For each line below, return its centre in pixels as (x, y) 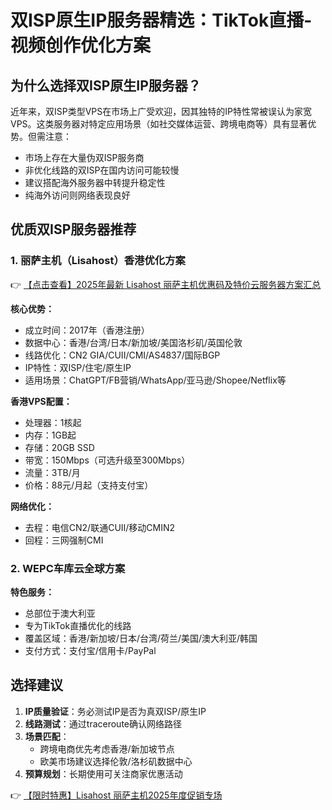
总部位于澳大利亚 (60, 613)
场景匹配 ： (47, 736)
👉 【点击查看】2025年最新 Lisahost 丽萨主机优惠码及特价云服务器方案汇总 (166, 284)
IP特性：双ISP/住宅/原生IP (78, 367)
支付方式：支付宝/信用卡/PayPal (90, 650)
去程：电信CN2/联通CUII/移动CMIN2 (100, 527)
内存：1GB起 (50, 435)
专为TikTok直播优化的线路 (78, 625)
